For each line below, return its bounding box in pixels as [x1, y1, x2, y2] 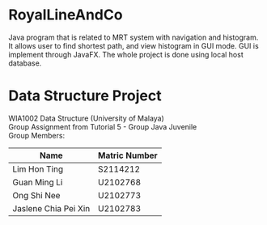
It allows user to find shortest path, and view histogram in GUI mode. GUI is [8, 40, 259, 50]
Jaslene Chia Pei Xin [12, 202, 91, 214]
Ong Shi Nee [12, 189, 61, 201]
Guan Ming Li [12, 176, 63, 188]
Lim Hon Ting [12, 163, 63, 175]
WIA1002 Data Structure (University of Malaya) [8, 113, 164, 123]
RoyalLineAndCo [8, 6, 123, 24]
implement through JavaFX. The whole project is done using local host [8, 49, 244, 59]
